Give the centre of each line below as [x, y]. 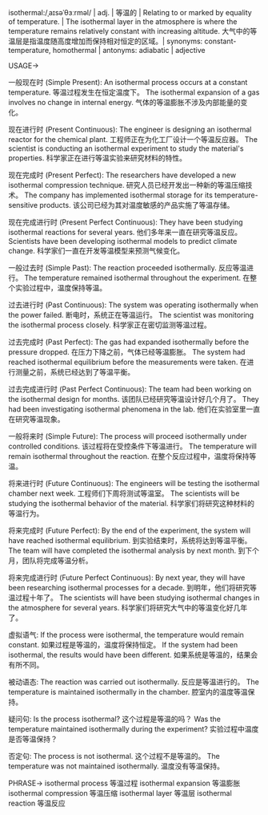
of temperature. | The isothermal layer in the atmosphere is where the [123, 22]
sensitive [23, 205]
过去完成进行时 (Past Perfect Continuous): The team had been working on [130, 389]
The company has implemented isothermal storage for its [118, 195]
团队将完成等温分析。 [57, 560]
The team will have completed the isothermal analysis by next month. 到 [127, 550]
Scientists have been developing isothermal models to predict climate [123, 241]
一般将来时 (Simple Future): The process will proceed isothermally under [128, 436]
